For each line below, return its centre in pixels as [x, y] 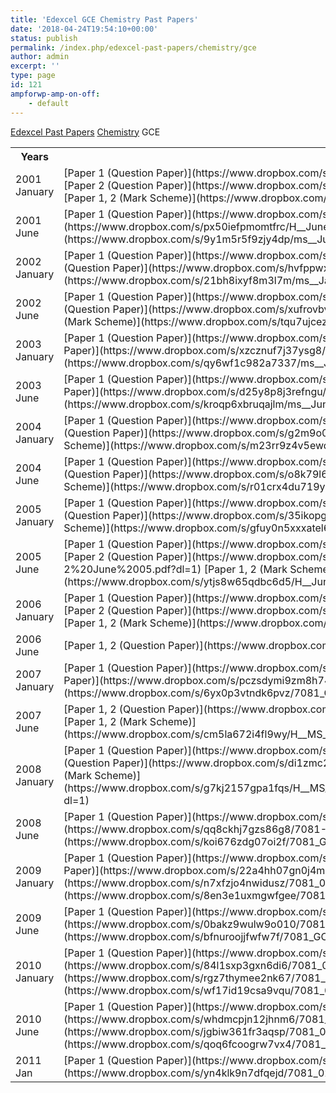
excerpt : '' [35, 66]
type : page [33, 76]
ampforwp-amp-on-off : [55, 94]
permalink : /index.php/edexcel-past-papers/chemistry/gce [133, 47]
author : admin [40, 57]
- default [49, 103]
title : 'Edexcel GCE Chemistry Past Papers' [104, 19]
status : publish [44, 38]
